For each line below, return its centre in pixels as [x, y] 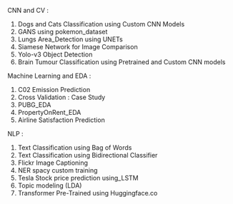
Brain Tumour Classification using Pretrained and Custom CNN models [122, 62]
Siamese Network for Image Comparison [78, 47]
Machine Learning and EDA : [49, 76]
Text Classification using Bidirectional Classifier [88, 155]
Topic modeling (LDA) [50, 185]
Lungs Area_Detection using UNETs [70, 39]
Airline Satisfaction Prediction [61, 120]
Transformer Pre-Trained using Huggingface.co [88, 193]
